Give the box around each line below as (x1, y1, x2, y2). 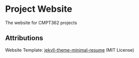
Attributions (5, 34, 44, 42)
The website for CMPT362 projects (5, 20, 77, 26)
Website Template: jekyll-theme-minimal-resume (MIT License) (5, 47, 135, 53)
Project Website (5, 3, 72, 15)
